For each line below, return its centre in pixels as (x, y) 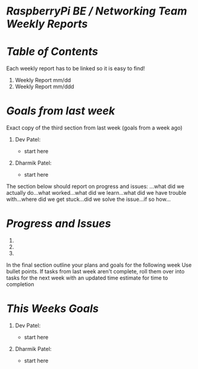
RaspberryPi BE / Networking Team (97, 11)
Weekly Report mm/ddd (44, 87)
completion (20, 284)
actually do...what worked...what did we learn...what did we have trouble (96, 193)
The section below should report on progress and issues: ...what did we (95, 186)
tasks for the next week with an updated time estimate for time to (87, 278)
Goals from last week (61, 111)
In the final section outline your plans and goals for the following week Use (99, 265)
